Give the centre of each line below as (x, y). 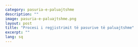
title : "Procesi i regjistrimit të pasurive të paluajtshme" (70, 28)
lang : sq (14, 37)
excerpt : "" (17, 32)
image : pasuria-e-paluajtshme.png (41, 19)
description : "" (22, 14)
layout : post (19, 23)
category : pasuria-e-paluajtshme (40, 10)
